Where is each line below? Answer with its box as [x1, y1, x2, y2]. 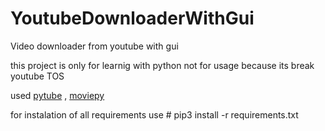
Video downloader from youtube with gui [10, 40, 179, 52]
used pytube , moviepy [10, 89, 105, 101]
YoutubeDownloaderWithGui [10, 7, 255, 30]
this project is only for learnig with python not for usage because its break [10, 59, 315, 71]
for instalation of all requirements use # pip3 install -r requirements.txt [10, 108, 299, 121]
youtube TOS [10, 70, 65, 82]
